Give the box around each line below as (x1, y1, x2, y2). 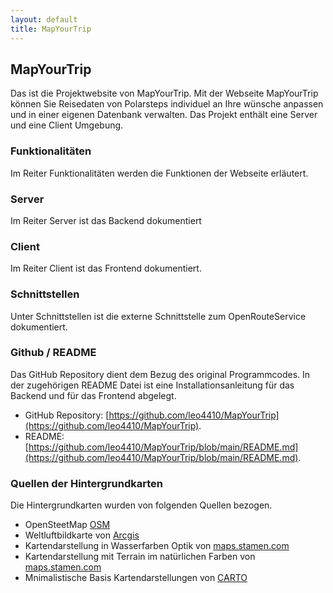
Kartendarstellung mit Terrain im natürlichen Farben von (24, 551, 256, 563)
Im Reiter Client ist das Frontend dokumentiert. (10, 262, 202, 275)
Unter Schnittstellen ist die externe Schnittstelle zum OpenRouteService (10, 310, 307, 322)
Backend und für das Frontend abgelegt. (10, 389, 177, 401)
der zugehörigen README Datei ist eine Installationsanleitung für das (10, 379, 295, 391)
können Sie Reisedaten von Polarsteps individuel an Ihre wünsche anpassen (10, 98, 324, 110)
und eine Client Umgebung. (10, 119, 124, 131)
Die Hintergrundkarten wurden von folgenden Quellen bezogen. (10, 499, 273, 511)
